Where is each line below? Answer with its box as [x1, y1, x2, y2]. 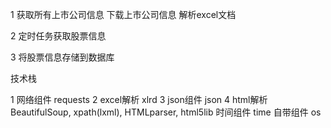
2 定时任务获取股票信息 [10, 30, 107, 42]
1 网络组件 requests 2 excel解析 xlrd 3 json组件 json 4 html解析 [10, 94, 268, 105]
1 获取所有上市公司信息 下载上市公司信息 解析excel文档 [10, 9, 237, 20]
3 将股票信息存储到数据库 [10, 51, 115, 63]
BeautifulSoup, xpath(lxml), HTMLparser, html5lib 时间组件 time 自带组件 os [10, 106, 322, 118]
